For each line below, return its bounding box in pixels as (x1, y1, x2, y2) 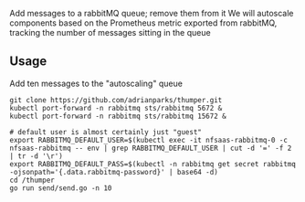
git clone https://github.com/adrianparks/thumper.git (9, 95, 223, 104)
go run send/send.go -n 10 (9, 183, 112, 193)
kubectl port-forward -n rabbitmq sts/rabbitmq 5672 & (9, 103, 223, 112)
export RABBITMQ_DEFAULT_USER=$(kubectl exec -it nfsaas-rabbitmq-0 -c (9, 135, 288, 144)
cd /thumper (9, 175, 55, 185)
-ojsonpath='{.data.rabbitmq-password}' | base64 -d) (9, 167, 219, 176)
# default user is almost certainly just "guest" (9, 127, 203, 136)
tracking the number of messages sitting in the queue (9, 27, 212, 37)
